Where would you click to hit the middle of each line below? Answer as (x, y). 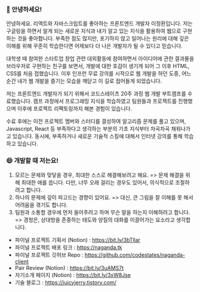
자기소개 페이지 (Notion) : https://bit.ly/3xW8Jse (73, 275)
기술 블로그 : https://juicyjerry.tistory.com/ (65, 282)
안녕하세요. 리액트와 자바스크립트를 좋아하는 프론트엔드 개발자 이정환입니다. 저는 (99, 24)
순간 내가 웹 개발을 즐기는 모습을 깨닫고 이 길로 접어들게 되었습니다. (84, 81)
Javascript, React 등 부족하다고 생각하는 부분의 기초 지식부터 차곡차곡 (88, 129)
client (21, 262)
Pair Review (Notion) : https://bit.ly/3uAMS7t (69, 268)
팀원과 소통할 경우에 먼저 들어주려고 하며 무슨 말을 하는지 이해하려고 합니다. (102, 212)
